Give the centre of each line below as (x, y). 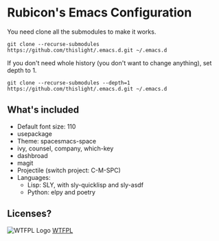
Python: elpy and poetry (61, 192)
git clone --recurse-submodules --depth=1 (69, 83)
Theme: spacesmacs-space (57, 141)
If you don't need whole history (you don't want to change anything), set (109, 62)
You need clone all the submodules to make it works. (82, 32)
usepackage (35, 134)
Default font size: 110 (46, 126)
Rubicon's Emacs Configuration (100, 13)
